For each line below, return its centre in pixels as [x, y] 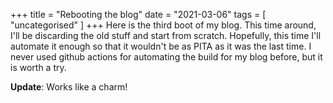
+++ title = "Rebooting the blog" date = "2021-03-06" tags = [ [138, 14]
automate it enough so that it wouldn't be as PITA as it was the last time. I [161, 46]
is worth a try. [38, 67]
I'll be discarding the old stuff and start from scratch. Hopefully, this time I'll [166, 35]
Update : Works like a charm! [69, 87]
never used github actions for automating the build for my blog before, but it [166, 57]
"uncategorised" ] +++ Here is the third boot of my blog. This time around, [163, 25]
